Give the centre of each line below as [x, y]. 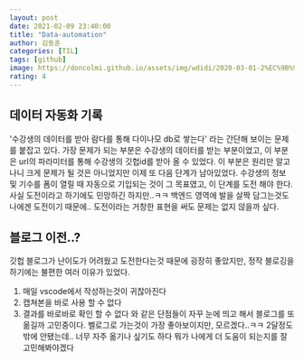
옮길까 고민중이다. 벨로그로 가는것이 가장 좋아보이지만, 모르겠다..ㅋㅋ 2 [147, 325]
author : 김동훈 [35, 43]
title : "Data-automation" [58, 34]
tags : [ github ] [38, 60]
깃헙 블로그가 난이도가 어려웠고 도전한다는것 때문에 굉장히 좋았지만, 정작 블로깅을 [152, 261]
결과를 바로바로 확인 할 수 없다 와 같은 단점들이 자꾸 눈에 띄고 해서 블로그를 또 [158, 314]
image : [22, 69]
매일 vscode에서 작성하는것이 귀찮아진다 [95, 292]
